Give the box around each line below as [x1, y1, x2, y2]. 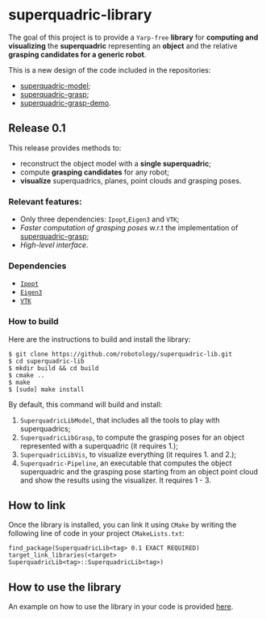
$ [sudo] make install [8, 385, 85, 394]
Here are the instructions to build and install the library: [8, 334, 191, 344]
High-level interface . [19, 240, 89, 250]
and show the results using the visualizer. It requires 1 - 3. [19, 475, 212, 485]
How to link [8, 499, 66, 512]
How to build [8, 316, 59, 327]
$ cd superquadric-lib [8, 357, 85, 365]
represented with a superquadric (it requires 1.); [19, 440, 179, 450]
